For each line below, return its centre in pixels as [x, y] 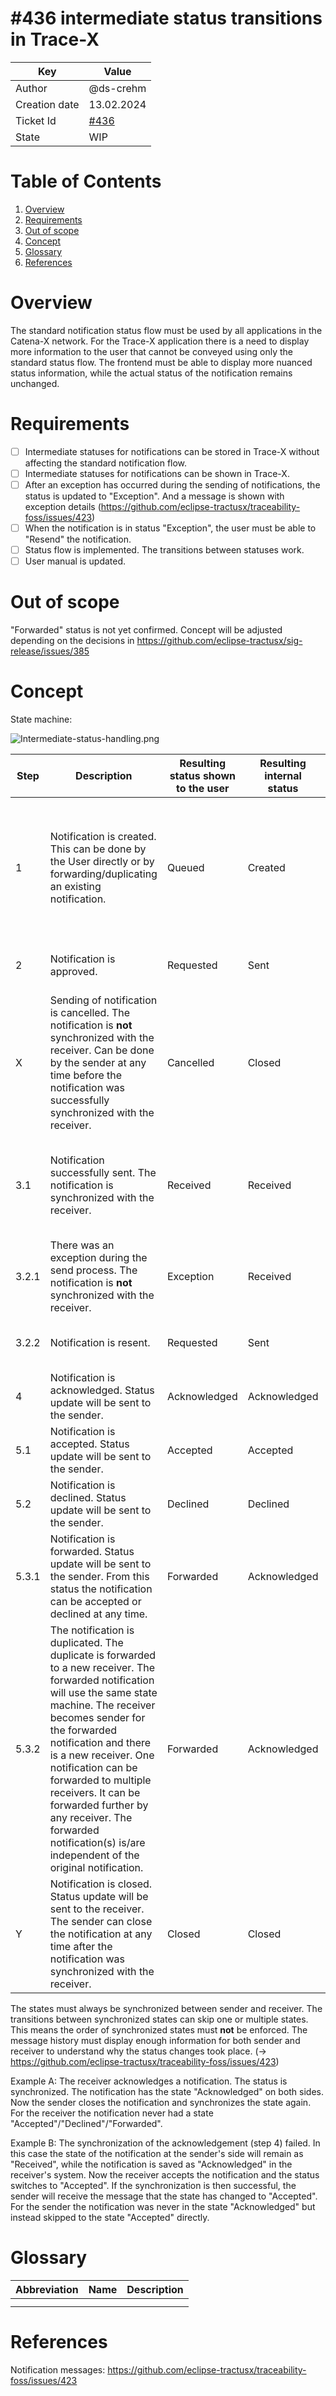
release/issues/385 [50, 651]
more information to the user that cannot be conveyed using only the [151, 351]
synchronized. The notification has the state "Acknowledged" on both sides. [167, 2091]
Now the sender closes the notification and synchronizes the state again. [161, 2102]
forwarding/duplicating [103, 874]
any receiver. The [91, 1817]
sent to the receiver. [97, 1909]
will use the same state [103, 1692]
